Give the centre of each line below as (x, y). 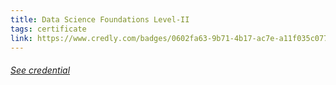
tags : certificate (48, 29)
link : (21, 38)
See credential (40, 70)
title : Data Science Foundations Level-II (100, 19)
